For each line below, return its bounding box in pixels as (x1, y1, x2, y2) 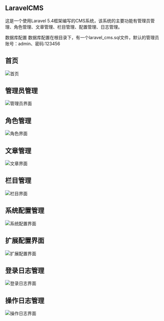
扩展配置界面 (5, 236, 45, 245)
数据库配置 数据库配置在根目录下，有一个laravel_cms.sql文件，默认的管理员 (5, 34, 160, 40)
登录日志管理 (5, 266, 45, 274)
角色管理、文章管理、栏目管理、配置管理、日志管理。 (13, 24, 122, 30)
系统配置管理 (5, 207, 45, 215)
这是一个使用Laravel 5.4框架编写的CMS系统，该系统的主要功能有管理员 (5, 17, 151, 24)
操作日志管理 (5, 296, 45, 305)
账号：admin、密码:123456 (5, 41, 60, 47)
